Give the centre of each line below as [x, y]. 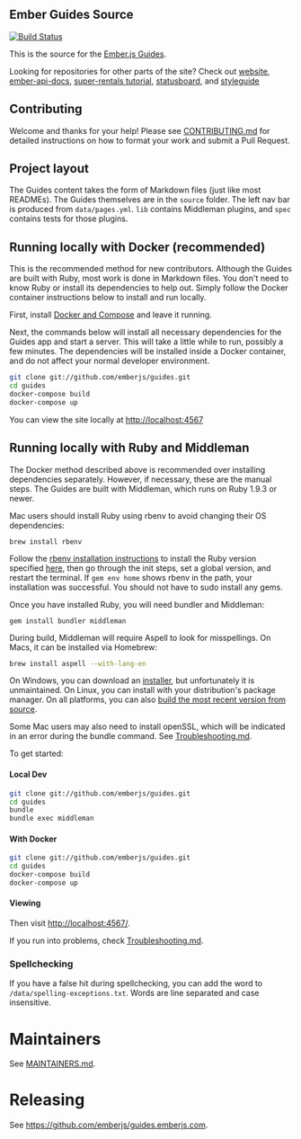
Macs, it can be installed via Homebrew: [83, 647]
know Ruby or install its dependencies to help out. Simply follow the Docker [149, 288]
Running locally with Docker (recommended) [137, 247]
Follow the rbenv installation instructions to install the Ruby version [133, 558]
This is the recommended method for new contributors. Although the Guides [150, 269]
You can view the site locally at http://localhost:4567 [106, 419]
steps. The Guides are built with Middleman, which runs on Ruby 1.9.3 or [143, 488]
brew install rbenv [46, 542]
